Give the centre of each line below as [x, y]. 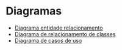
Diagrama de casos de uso [48, 40]
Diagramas [34, 11]
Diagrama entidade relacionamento [59, 28]
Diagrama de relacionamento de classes [65, 34]
